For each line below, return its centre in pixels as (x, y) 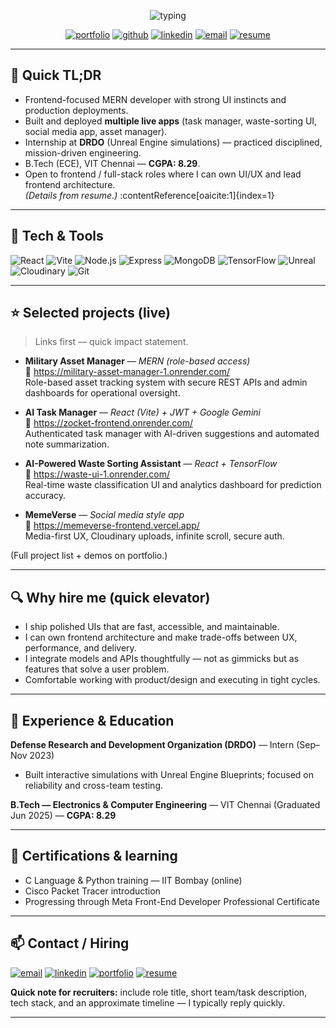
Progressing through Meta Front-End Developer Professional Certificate (172, 901)
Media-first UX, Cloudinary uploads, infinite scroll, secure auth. (154, 536)
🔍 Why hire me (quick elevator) (110, 597)
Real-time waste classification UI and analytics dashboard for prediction (173, 485)
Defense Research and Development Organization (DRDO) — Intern (152, 745)
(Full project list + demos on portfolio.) (89, 556)
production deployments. (76, 110)
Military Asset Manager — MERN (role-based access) (137, 361)
